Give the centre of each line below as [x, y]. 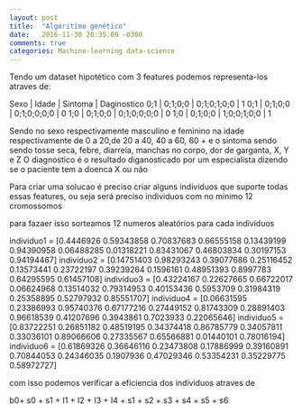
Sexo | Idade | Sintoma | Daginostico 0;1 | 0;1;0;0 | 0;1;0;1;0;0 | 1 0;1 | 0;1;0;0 [150, 104]
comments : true [38, 43]
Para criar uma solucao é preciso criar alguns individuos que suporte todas [149, 187]
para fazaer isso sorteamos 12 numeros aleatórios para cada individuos [142, 224]
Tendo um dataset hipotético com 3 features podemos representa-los [139, 77]
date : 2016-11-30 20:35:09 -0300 [76, 34]
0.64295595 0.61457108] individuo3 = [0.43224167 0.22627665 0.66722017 [151, 280]
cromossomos [36, 206]
